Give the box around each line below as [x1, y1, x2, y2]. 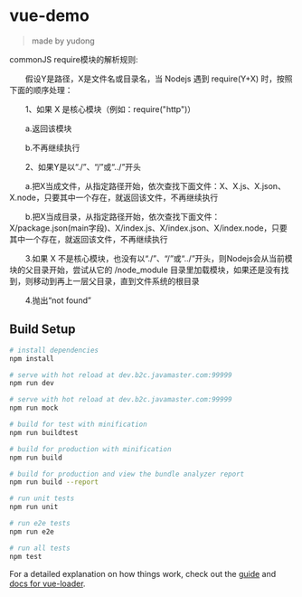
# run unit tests [9, 494, 75, 503]
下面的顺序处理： [9, 84, 73, 95]
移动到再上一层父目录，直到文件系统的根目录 [33, 275, 200, 286]
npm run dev [9, 379, 54, 388]
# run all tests [9, 544, 71, 553]
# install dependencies [9, 346, 99, 355]
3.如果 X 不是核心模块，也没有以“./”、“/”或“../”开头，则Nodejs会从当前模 [24, 252, 293, 263]
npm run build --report [9, 478, 99, 487]
